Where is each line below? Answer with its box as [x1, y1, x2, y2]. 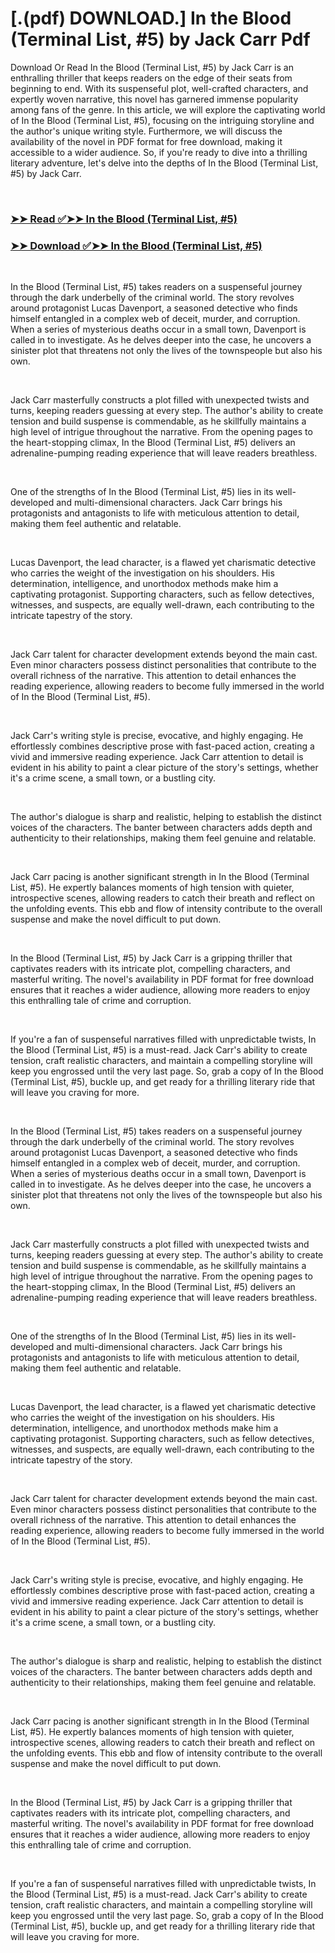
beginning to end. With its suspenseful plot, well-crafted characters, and [10, 82, 309, 94]
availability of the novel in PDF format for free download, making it [10, 135, 283, 147]
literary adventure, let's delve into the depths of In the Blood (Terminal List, [10, 157, 319, 169]
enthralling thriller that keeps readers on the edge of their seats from [10, 72, 293, 84]
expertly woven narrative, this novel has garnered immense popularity [10, 93, 299, 105]
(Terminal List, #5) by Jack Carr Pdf [10, 28, 311, 51]
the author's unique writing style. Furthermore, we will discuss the [10, 125, 283, 137]
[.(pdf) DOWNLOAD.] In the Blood [10, 7, 292, 30]
